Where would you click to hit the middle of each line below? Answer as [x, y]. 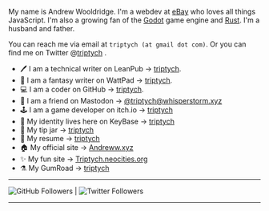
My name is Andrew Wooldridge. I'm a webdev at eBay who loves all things [132, 12]
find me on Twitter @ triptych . [57, 53]
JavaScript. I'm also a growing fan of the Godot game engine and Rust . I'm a [134, 20]
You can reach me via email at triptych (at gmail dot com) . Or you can [127, 44]
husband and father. [42, 28]
